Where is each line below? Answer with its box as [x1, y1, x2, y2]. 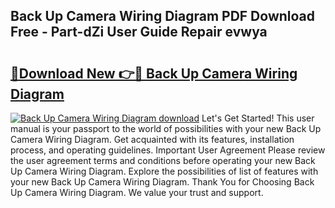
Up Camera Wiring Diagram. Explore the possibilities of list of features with [10, 165, 319, 177]
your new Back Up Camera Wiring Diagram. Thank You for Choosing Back [10, 176, 315, 188]
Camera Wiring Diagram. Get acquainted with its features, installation [10, 134, 295, 145]
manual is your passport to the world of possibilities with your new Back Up [10, 123, 322, 134]
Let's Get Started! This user [201, 112, 315, 124]
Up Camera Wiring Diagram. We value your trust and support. [10, 187, 264, 198]
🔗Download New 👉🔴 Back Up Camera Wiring [10, 65, 298, 82]
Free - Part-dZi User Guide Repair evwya [10, 24, 268, 41]
